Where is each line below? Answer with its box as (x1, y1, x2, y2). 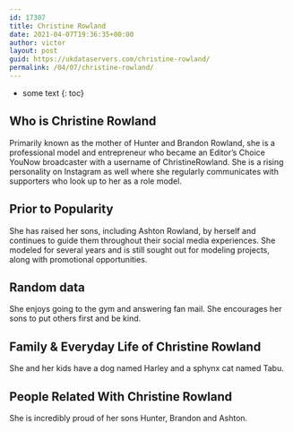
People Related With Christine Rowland (9, 389, 233, 404)
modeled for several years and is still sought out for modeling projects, (9, 244, 271, 255)
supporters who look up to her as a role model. (9, 176, 182, 186)
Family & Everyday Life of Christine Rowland (9, 339, 262, 354)
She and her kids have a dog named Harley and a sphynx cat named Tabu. (9, 363, 284, 374)
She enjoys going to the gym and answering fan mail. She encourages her (9, 304, 282, 315)
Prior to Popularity (9, 202, 114, 217)
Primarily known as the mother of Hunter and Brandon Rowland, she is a (9, 137, 276, 148)
